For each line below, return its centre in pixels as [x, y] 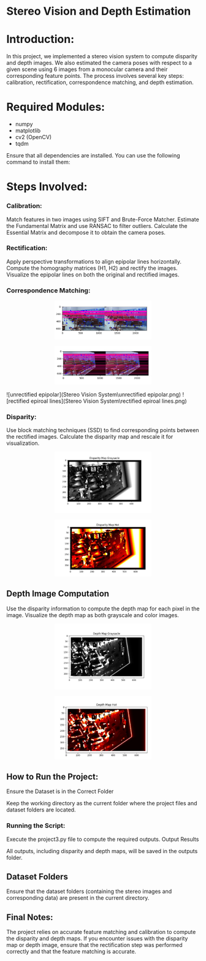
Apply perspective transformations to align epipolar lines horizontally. [94, 261]
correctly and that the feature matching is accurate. [71, 952]
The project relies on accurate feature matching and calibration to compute [101, 932]
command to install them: [38, 162]
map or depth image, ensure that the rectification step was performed [94, 945]
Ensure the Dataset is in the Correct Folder [60, 791]
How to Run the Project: [52, 777]
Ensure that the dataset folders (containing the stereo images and [89, 891]
